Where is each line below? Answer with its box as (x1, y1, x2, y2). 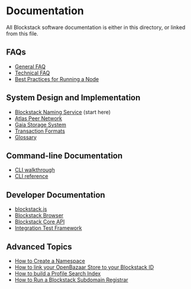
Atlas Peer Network (14, 114, 63, 122)
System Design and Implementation (6, 93, 141, 103)
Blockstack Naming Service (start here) (14, 108, 111, 115)
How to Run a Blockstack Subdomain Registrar (14, 277, 128, 283)
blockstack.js (14, 205, 47, 213)
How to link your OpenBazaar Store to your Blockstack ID (14, 264, 154, 271)
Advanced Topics (6, 242, 72, 252)
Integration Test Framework (14, 224, 82, 232)
